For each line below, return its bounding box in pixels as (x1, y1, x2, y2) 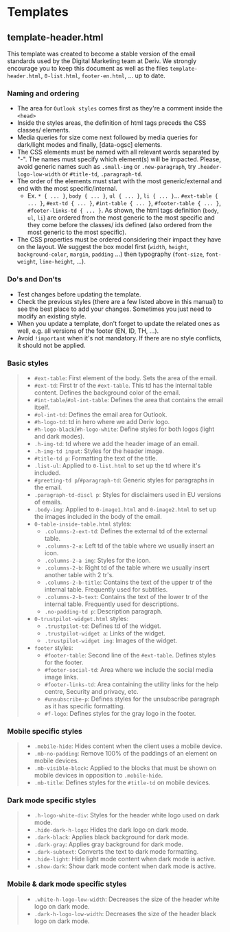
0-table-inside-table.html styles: (34, 520, 132, 528)
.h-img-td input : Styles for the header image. (34, 447, 165, 455)
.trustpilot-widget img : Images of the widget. (44, 636, 178, 644)
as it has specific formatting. (44, 701, 126, 710)
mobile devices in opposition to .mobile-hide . (34, 771, 163, 780)
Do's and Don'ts (7, 275, 62, 284)
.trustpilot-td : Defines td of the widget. (44, 622, 161, 630)
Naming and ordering (7, 89, 80, 98)
